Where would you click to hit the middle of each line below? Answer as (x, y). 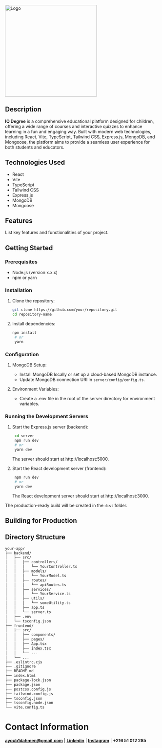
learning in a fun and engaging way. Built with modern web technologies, (78, 131)
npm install (24, 333)
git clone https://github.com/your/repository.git (65, 310)
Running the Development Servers (47, 416)
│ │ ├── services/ (28, 589)
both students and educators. (35, 147)
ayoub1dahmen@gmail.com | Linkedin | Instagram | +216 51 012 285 (76, 741)
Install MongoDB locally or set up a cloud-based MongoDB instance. (88, 374)
